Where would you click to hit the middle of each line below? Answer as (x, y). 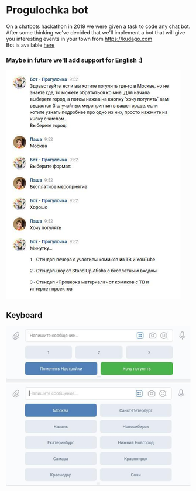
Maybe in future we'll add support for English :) (74, 60)
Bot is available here (30, 45)
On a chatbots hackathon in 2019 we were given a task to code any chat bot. (98, 26)
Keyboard (24, 315)
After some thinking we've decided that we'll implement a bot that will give (96, 32)
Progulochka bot (47, 10)
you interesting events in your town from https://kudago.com (79, 39)
